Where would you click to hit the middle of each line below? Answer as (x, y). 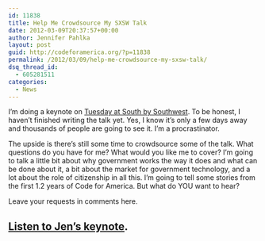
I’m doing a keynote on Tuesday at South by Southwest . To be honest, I (124, 112)
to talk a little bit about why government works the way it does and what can (133, 161)
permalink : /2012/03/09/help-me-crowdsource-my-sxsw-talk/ (108, 60)
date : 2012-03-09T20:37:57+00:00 (63, 30)
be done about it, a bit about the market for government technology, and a (129, 169)
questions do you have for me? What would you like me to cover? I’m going (131, 152)
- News (26, 89)
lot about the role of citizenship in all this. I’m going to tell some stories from (132, 178)
